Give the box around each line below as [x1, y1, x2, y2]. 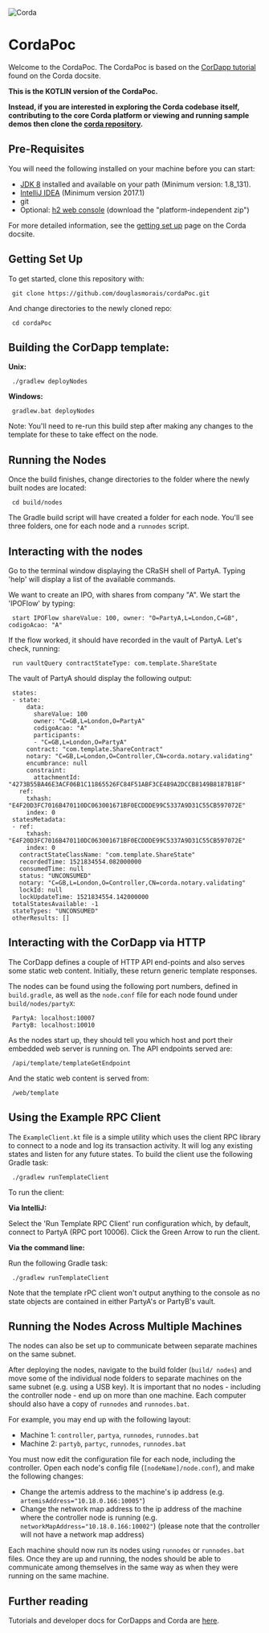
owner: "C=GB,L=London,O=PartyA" [33, 717, 146, 725]
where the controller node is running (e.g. [19, 1512, 158, 1523]
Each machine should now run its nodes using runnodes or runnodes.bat [8, 1545, 245, 1555]
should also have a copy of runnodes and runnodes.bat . [8, 1399, 190, 1409]
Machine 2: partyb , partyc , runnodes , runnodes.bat [19, 1439, 186, 1449]
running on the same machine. [8, 1571, 109, 1581]
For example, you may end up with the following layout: [8, 1415, 191, 1425]
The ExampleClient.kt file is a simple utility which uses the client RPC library [8, 1132, 261, 1142]
